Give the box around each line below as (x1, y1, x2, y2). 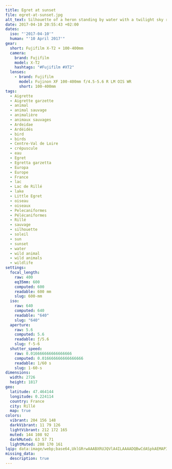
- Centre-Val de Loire (10, 141, 58, 146)
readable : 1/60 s (14, 360, 52, 366)
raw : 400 (14, 275, 33, 280)
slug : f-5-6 (14, 342, 40, 347)
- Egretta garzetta (10, 160, 52, 165)
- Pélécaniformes (10, 212, 47, 218)
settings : (5, 265, 27, 270)
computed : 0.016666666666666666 (14, 356, 83, 361)
